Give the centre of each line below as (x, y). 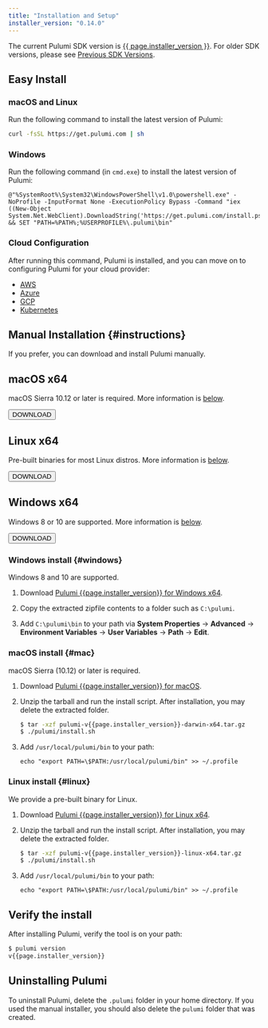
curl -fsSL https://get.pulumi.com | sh (77, 134)
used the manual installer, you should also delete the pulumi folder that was (132, 1008)
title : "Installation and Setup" (64, 16)
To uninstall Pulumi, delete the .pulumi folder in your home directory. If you (131, 1000)
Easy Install (37, 79)
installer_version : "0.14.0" (57, 23)
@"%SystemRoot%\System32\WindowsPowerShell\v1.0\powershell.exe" (119, 195)
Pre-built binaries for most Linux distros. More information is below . (119, 461)
